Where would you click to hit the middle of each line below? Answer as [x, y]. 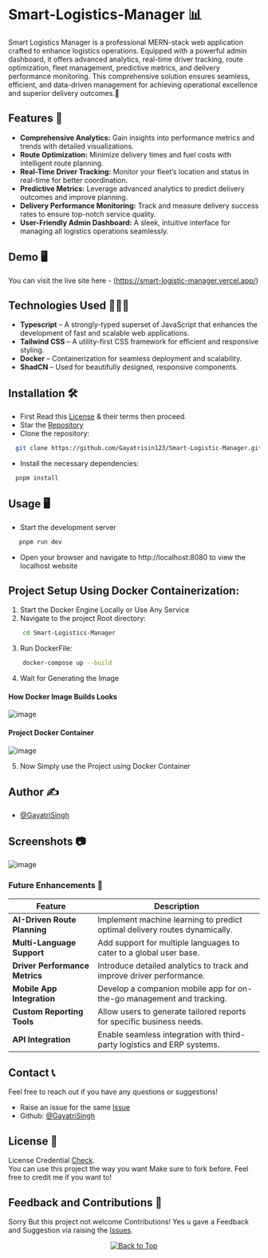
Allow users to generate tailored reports [172, 1011]
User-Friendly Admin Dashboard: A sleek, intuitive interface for [125, 222]
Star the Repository [51, 425]
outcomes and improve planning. [74, 197]
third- [234, 1034]
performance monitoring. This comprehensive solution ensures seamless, [129, 76]
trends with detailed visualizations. [77, 146]
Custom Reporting [48, 1011]
